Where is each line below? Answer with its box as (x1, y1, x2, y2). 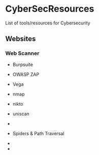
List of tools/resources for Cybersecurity (5, 20, 90, 26)
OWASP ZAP (12, 71, 40, 77)
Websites (5, 35, 36, 43)
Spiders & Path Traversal (12, 130, 64, 136)
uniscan (12, 110, 29, 117)
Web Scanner (5, 50, 40, 57)
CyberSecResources (5, 3, 94, 15)
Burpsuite (12, 61, 33, 68)
